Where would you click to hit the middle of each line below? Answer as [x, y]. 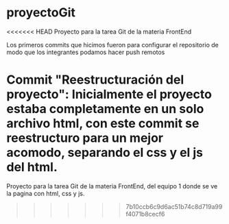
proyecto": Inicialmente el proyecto [109, 95]
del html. [32, 167]
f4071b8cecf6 [145, 214]
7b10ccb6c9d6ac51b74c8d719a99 [174, 206]
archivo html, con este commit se [103, 124]
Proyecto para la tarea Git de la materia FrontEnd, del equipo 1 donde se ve [112, 186]
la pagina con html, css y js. [46, 193]
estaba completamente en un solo [105, 109]
